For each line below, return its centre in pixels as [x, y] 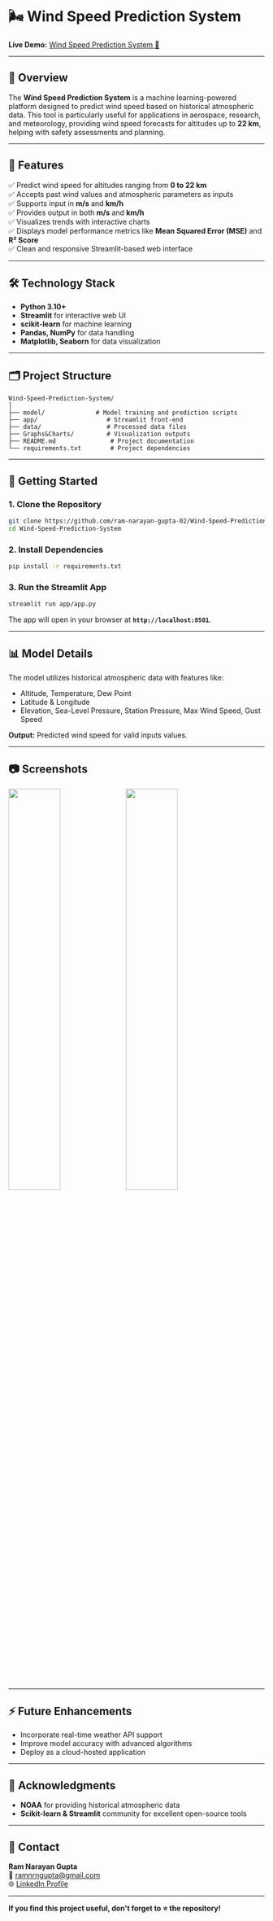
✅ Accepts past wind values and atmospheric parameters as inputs [121, 194]
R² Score [24, 240]
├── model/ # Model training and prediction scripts [123, 413]
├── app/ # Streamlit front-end [96, 420]
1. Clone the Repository [55, 504]
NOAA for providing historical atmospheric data [100, 1805]
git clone [25, 521]
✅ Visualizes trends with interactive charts [79, 221]
